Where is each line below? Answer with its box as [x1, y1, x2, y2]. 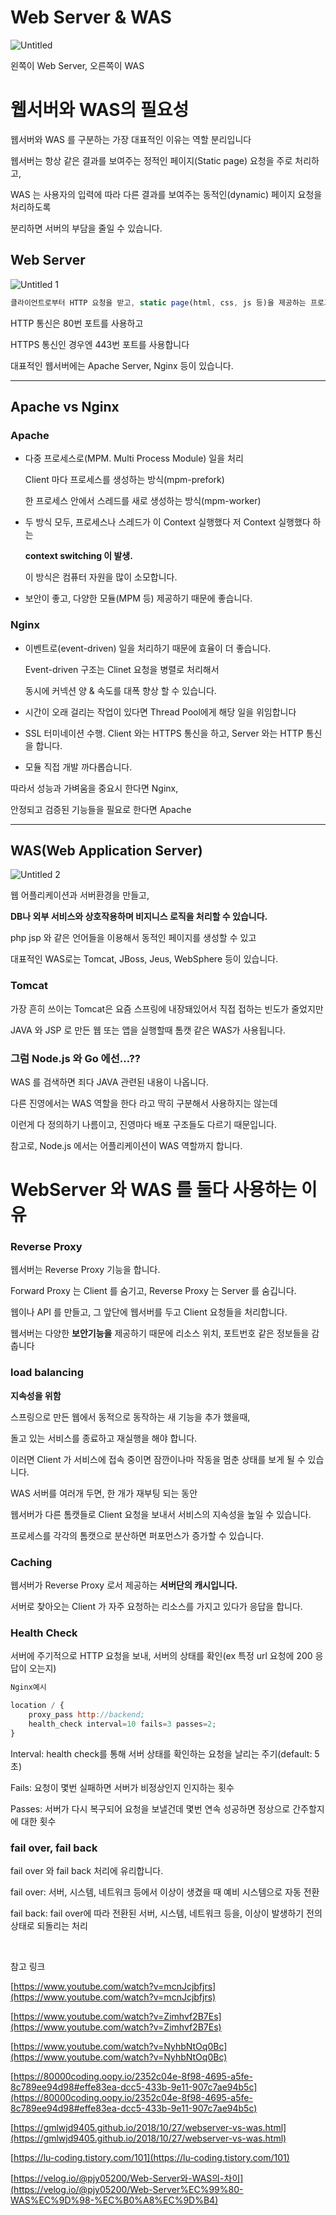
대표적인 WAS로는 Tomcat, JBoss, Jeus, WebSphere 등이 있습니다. [10, 953, 279, 965]
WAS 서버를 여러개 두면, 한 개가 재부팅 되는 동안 [10, 1487, 198, 1499]
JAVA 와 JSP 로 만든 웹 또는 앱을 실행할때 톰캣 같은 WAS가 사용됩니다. [10, 1024, 286, 1036]
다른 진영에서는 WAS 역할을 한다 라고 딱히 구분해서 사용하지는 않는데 [10, 1097, 278, 1109]
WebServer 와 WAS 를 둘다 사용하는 [10, 1179, 298, 1201]
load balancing [10, 1366, 84, 1380]
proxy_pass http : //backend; [28, 1710, 145, 1720]
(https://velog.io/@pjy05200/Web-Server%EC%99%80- [10, 2184, 244, 2195]
